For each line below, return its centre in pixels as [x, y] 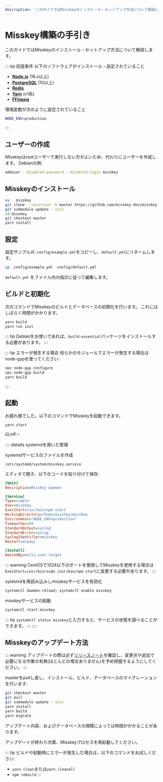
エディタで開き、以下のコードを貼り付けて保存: [52, 474]
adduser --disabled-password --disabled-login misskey [62, 172]
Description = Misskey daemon [33, 488]
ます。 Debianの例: [24, 163]
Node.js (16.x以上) [31, 76]
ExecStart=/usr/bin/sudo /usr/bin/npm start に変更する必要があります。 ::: [81, 571]
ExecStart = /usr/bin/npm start [36, 510]
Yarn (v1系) [23, 94]
